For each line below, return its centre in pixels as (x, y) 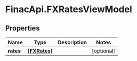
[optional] (103, 51)
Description (72, 42)
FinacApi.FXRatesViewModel (69, 9)
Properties (23, 28)
